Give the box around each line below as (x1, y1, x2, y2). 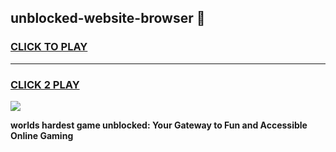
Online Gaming (10, 129, 74, 141)
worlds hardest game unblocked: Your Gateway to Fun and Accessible (10, 119, 308, 131)
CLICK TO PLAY (10, 40, 88, 54)
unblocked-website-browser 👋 (10, 10, 206, 27)
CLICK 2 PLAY (10, 77, 80, 91)
